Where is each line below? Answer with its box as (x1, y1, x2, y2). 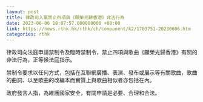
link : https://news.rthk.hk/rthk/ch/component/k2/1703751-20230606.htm (6, 25, 191, 32)
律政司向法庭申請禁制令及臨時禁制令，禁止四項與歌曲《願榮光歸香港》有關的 (6, 49, 198, 56)
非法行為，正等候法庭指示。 (6, 56, 76, 63)
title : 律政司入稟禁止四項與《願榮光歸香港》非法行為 (6, 14, 125, 21)
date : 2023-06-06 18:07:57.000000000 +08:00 (6, 20, 121, 26)
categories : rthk (6, 31, 50, 37)
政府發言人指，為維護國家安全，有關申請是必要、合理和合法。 (6, 89, 161, 97)
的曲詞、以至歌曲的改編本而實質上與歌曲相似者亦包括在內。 (6, 77, 155, 84)
